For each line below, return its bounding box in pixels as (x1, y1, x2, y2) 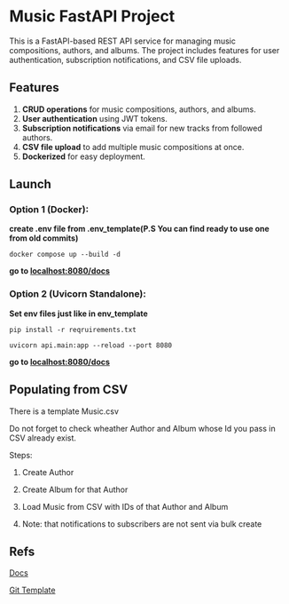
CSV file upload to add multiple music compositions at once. (21, 141, 245, 152)
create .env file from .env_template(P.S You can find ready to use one (9, 224, 270, 234)
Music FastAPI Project (9, 6, 176, 27)
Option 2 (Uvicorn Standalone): (9, 288, 146, 300)
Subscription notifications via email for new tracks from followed (21, 123, 263, 133)
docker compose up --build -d (9, 250, 121, 259)
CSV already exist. (9, 433, 77, 443)
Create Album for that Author (21, 484, 129, 495)
